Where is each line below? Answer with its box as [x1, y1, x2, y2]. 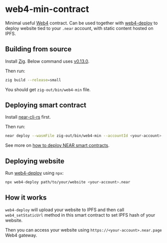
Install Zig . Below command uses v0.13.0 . [5, 58, 90, 64]
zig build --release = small [5, 77, 61, 83]
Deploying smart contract [5, 101, 86, 110]
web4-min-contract [5, 3, 89, 15]
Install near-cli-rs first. [5, 114, 51, 120]
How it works [5, 193, 47, 202]
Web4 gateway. [5, 232, 37, 238]
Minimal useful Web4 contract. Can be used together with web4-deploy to [5, 20, 158, 26]
